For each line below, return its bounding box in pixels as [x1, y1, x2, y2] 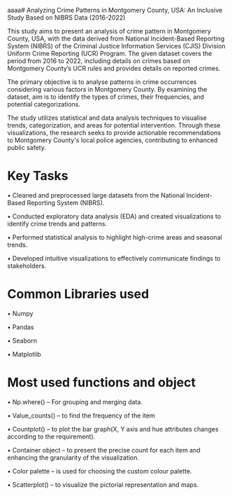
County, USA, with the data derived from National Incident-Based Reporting [7, 34, 225, 43]
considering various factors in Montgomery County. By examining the [7, 85, 208, 93]
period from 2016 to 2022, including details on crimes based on [7, 57, 191, 65]
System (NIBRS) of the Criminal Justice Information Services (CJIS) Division [7, 42, 226, 50]
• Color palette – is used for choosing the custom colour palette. [7, 467, 192, 475]
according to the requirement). [7, 432, 96, 441]
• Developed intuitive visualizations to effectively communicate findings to [7, 254, 222, 262]
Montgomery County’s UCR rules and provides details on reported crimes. [7, 64, 221, 72]
